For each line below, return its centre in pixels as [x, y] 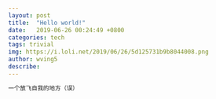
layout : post [29, 15]
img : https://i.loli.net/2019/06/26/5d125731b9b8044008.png [109, 52]
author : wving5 [33, 60]
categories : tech [37, 37]
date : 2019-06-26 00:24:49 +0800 [66, 30]
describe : [24, 67]
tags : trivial [31, 45]
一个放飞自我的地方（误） [43, 88]
